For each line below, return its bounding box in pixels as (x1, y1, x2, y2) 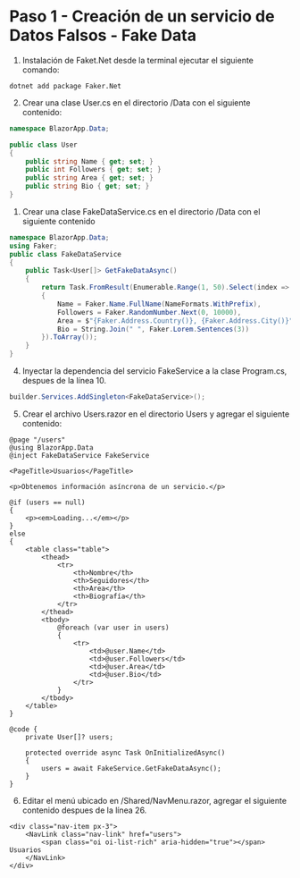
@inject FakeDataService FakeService (9, 451, 150, 460)
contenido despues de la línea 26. (21, 805, 147, 815)
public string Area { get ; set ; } (25, 173, 154, 182)
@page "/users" (9, 435, 66, 444)
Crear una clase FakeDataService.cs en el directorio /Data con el (21, 206, 261, 216)
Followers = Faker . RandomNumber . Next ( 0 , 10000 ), (56, 308, 242, 317)
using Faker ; (9, 241, 58, 250)
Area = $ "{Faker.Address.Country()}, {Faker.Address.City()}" (56, 316, 294, 325)
